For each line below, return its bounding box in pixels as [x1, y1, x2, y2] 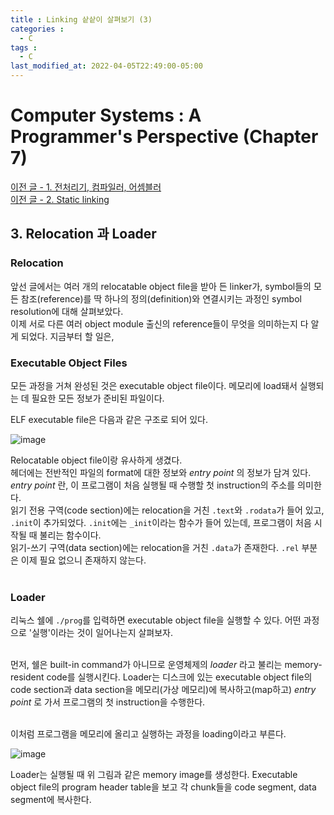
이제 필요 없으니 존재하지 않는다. [20, 554, 147, 566]
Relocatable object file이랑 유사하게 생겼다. [10, 454, 183, 466]
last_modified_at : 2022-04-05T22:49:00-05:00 [10, 61, 203, 71]
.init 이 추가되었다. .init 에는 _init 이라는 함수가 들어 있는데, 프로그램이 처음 [10, 516, 312, 528]
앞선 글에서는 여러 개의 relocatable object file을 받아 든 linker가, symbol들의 [10, 280, 312, 292]
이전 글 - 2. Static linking [10, 193, 110, 205]
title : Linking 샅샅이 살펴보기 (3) [10, 14, 153, 25]
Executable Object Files [10, 356, 128, 370]
